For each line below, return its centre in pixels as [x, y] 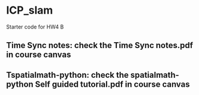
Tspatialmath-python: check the [68, 75]
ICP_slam [30, 10]
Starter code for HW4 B [35, 27]
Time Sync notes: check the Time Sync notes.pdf [100, 45]
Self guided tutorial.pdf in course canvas [112, 84]
